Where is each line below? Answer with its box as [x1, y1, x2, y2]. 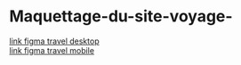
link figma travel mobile [9, 45, 95, 55]
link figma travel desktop [9, 36, 100, 46]
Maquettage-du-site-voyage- [9, 6, 233, 27]
